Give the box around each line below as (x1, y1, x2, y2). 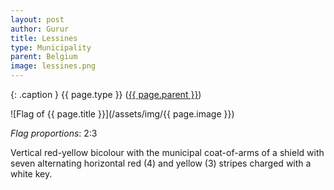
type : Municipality (10, 42, 92, 53)
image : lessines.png (10, 61, 97, 71)
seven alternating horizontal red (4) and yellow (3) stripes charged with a (10, 157, 312, 169)
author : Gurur (10, 24, 70, 34)
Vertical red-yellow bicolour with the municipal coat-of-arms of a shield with (10, 147, 325, 158)
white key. (10, 168, 53, 180)
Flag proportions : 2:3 (10, 127, 98, 139)
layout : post (10, 14, 65, 25)
